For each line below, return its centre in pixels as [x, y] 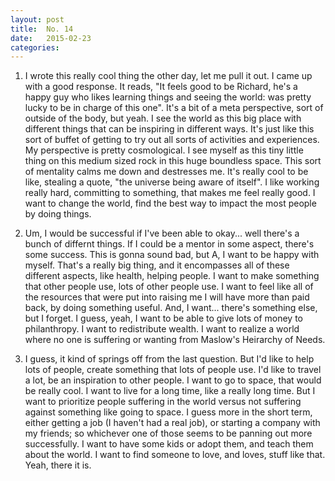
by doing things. [58, 214]
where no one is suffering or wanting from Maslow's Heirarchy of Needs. [175, 340]
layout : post [37, 19]
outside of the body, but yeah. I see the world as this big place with [163, 118]
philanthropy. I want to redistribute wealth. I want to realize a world [162, 329]
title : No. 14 [42, 29]
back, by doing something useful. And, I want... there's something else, [171, 308]
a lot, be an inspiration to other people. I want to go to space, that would [173, 380]
